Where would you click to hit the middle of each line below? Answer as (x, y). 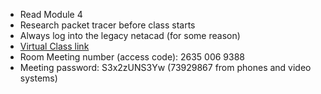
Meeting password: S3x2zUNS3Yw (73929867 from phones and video (165, 67)
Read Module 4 (51, 14)
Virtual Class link (54, 46)
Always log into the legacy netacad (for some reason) (130, 35)
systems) (38, 78)
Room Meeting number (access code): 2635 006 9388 (132, 57)
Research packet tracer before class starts (107, 25)
